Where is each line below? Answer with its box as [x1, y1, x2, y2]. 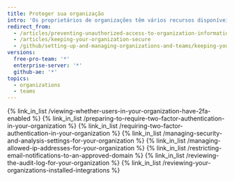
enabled [7, 114, 31, 123]
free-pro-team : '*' [13, 56, 70, 63]
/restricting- [187, 144, 222, 152]
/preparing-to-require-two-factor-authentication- [83, 114, 225, 123]
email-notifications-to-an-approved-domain [7, 151, 134, 160]
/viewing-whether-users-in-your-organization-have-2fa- [48, 107, 211, 116]
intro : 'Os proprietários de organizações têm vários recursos [7, 17, 195, 24]
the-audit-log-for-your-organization [7, 159, 110, 167]
